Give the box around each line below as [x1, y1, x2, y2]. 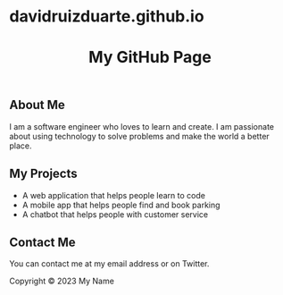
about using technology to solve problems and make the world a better [9, 131, 270, 141]
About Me [9, 97, 65, 113]
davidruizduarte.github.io [9, 6, 204, 27]
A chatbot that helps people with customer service [21, 208, 208, 220]
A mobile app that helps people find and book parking [21, 199, 221, 210]
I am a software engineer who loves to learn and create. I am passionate [9, 121, 275, 131]
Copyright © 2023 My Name [9, 275, 114, 287]
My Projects [9, 166, 78, 181]
